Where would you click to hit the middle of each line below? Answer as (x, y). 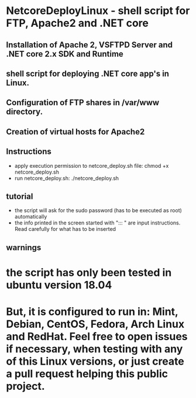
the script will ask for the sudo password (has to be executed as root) (98, 210)
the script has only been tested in (89, 272)
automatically (31, 217)
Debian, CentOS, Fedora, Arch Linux (95, 324)
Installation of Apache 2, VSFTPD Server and (90, 45)
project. (25, 386)
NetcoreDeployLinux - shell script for (98, 11)
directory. (24, 112)
